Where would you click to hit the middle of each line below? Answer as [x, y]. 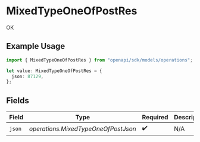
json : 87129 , [28, 76]
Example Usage [36, 46]
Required [155, 118]
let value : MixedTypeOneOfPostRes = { [54, 71]
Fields [18, 101]
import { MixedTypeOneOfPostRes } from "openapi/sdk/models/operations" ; [100, 60]
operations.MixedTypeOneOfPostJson [83, 128]
